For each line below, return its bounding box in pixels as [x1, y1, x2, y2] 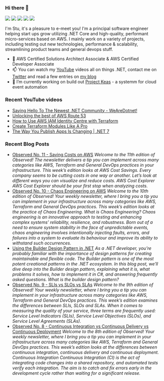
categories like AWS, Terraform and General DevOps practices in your [12, 162, 154, 168]
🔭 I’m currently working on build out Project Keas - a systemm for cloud [12, 79, 157, 85]
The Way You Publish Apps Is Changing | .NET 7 [12, 128, 110, 134]
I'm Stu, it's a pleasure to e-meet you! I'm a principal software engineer [5, 25, 148, 31]
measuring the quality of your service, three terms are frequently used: [12, 308, 156, 313]
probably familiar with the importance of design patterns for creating [12, 250, 152, 256]
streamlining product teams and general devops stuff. [5, 47, 114, 52]
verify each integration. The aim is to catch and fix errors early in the [12, 365, 152, 371]
